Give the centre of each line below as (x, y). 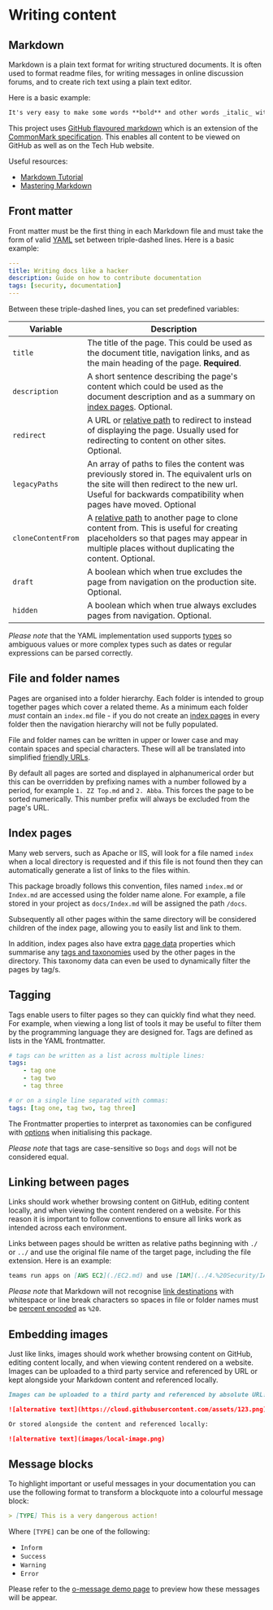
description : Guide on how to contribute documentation (105, 279)
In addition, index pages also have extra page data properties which (122, 943)
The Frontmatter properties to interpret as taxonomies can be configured (130, 1123)
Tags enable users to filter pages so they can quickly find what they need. (132, 1015)
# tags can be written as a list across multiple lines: (107, 1055)
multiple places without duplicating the (160, 549)
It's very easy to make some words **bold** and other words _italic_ (130, 112)
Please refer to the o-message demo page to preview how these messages (134, 1589)
